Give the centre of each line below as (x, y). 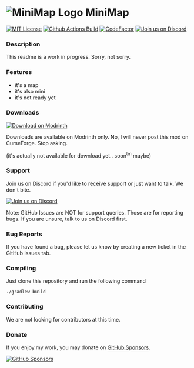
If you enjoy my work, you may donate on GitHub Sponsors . (78, 347)
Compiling (21, 268)
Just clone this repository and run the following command (76, 281)
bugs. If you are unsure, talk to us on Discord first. (67, 219)
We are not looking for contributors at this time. (63, 319)
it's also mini (30, 91)
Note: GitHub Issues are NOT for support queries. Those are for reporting (95, 212)
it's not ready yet (35, 98)
